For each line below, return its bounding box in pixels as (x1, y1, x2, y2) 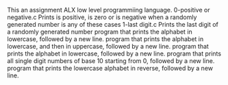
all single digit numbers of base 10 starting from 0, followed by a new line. (7, 57, 215, 64)
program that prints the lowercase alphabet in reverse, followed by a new (7, 64, 214, 72)
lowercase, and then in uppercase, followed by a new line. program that (7, 42, 209, 50)
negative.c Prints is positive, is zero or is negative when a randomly (7, 13, 197, 21)
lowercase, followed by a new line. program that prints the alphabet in (7, 35, 204, 43)
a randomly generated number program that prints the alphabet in (7, 27, 193, 36)
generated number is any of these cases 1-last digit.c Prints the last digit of (7, 21, 219, 28)
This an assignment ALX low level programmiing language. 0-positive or (7, 6, 210, 14)
